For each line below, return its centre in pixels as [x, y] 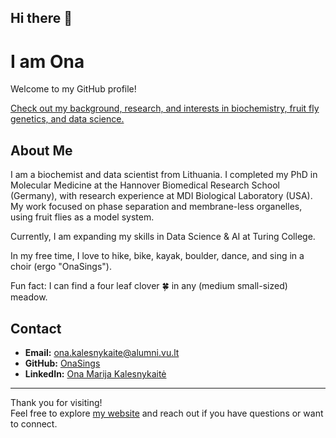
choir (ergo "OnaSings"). [61, 267]
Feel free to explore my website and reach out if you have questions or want [167, 413]
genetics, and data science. [67, 119]
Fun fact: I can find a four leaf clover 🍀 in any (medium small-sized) [149, 286]
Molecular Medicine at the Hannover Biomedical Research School [145, 185]
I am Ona [47, 61]
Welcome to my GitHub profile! [73, 89]
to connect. [34, 423]
